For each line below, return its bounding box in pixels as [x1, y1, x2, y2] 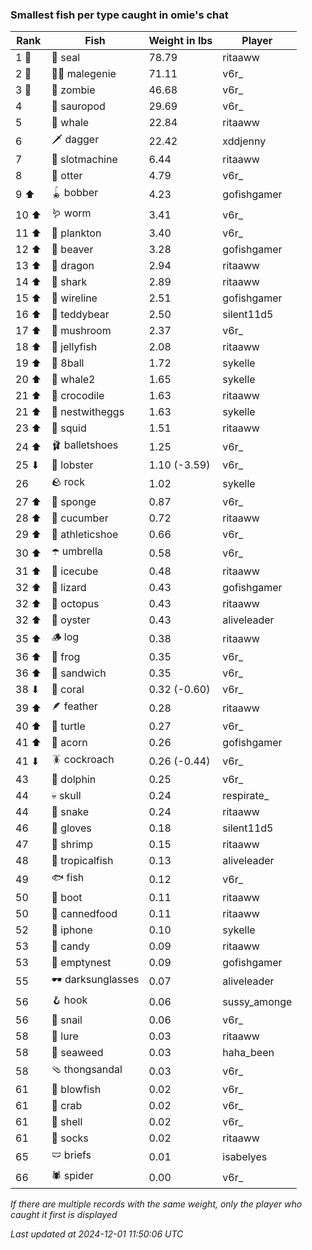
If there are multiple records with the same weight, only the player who [10, 1198, 303, 1210]
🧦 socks [51, 1131, 89, 1145]
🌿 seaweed [51, 1046, 104, 1060]
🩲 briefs [51, 1148, 92, 1162]
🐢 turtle [51, 719, 86, 733]
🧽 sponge [51, 495, 97, 509]
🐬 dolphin [51, 773, 97, 787]
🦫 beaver [51, 243, 94, 257]
